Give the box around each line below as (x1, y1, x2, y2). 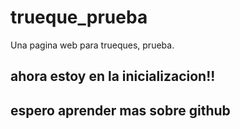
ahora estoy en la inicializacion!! (10, 68, 216, 85)
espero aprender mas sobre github (10, 102, 231, 119)
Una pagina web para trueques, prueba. (10, 39, 175, 51)
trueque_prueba (10, 6, 148, 29)
